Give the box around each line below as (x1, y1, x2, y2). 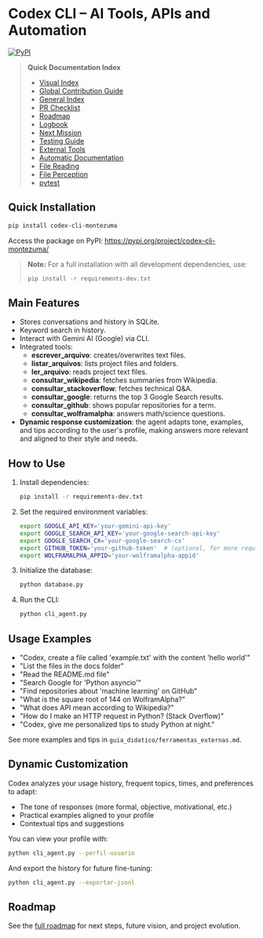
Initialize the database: (19, 566, 93, 575)
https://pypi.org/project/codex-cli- (104, 236, 216, 245)
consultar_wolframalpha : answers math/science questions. (31, 409, 226, 419)
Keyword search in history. (19, 325, 106, 335)
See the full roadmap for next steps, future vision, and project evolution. (8, 921, 241, 931)
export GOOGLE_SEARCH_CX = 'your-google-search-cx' (19, 537, 186, 544)
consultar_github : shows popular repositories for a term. (31, 401, 216, 410)
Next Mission (38, 127, 82, 137)
